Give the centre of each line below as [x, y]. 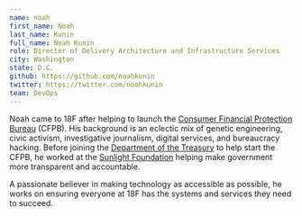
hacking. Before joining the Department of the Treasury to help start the [142, 147]
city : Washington [42, 59]
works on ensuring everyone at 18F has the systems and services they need [151, 193]
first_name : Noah [42, 26]
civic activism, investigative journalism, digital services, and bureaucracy [145, 138]
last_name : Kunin [42, 34]
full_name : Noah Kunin [52, 43]
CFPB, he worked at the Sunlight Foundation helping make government [141, 157]
